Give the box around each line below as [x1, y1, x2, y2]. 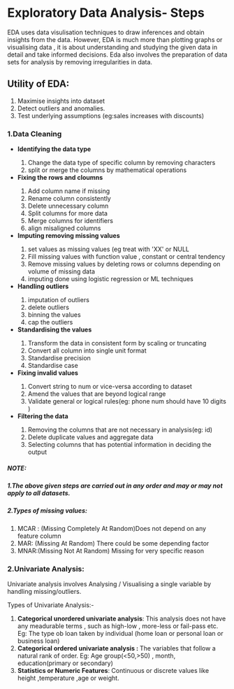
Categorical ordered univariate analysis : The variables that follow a [17, 644, 217, 653]
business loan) [17, 637, 60, 645]
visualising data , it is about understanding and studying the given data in [7, 43, 218, 51]
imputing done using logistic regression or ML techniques [27, 275, 193, 283]
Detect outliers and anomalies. [17, 104, 105, 113]
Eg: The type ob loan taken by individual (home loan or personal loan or [17, 630, 224, 638]
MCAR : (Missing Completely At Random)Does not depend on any [17, 524, 207, 532]
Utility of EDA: [7, 78, 70, 90]
